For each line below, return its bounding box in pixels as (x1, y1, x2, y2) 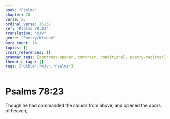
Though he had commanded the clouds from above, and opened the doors (5, 102, 161, 109)
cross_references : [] (5, 50, 51, 55)
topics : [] (5, 45, 28, 50)
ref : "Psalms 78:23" (5, 26, 49, 31)
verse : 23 (5, 17, 26, 22)
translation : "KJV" (5, 31, 47, 36)
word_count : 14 (5, 41, 37, 46)
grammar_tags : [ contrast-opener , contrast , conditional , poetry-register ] (5, 54, 166, 60)
